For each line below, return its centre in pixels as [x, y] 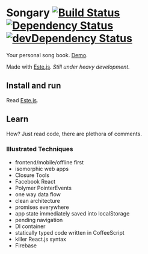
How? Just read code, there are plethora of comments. [74, 134]
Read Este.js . [22, 100]
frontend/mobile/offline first [49, 162]
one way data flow [38, 194]
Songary [28, 13]
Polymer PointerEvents [43, 188]
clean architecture [37, 200]
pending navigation [39, 220]
